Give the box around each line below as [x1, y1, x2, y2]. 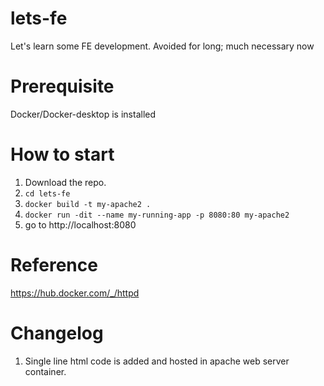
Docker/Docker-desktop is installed [10, 108, 157, 120]
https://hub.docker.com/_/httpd [10, 287, 140, 299]
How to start [10, 143, 115, 166]
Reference [10, 254, 98, 276]
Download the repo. [24, 176, 107, 188]
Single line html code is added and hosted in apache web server [24, 355, 290, 367]
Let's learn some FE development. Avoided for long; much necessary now [10, 40, 315, 52]
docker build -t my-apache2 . [24, 199, 152, 209]
